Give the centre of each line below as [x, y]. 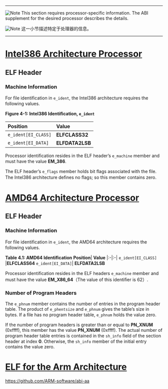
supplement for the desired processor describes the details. [67, 18]
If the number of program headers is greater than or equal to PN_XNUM [79, 325]
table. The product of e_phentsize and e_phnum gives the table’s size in [77, 309]
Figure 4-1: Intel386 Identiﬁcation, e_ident [50, 113]
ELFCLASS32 [72, 135]
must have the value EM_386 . [36, 161]
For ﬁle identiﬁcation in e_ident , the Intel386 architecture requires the [77, 98]
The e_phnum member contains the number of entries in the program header [83, 304]
